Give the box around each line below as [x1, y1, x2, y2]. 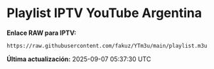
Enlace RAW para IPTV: [6, 28, 77, 37]
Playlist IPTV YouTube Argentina [6, 5, 202, 21]
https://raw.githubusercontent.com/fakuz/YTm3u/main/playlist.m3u [6, 42, 208, 49]
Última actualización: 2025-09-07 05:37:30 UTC [6, 55, 151, 63]
